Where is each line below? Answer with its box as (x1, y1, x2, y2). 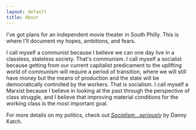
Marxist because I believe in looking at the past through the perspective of (6, 87, 190, 94)
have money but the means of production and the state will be (6, 74, 159, 81)
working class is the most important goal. (6, 99, 108, 107)
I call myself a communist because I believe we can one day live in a (6, 49, 175, 56)
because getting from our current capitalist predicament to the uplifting (6, 61, 182, 69)
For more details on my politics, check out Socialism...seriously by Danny (6, 111, 187, 119)
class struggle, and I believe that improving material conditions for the (6, 93, 179, 101)
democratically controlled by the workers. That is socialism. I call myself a (6, 80, 189, 87)
